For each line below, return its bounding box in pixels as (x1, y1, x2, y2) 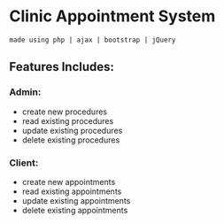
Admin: (9, 86, 42, 98)
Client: (9, 157, 39, 169)
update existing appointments (21, 195, 131, 205)
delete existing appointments (21, 205, 128, 215)
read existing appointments (21, 186, 122, 197)
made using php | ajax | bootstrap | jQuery (9, 35, 176, 44)
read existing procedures (21, 115, 114, 126)
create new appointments (21, 176, 116, 187)
